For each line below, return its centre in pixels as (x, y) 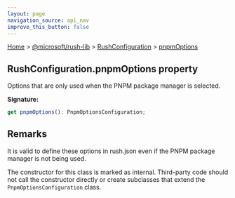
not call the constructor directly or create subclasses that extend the (106, 179)
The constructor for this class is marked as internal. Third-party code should (118, 172)
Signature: (23, 100)
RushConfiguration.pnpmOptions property (103, 68)
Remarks (27, 134)
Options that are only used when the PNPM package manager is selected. (114, 86)
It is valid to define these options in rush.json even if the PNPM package (111, 151)
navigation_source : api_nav (48, 20)
